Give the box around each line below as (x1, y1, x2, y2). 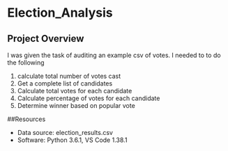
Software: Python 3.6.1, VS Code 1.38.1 (17, 136, 128, 144)
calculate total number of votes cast (17, 72, 121, 80)
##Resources (7, 115, 46, 123)
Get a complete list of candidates (17, 79, 113, 88)
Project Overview (7, 33, 84, 45)
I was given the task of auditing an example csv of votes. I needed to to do (7, 51, 221, 59)
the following (7, 58, 45, 67)
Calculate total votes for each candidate (17, 87, 132, 95)
